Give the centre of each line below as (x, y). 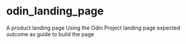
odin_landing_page (55, 11)
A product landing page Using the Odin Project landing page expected (93, 28)
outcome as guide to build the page (50, 34)
